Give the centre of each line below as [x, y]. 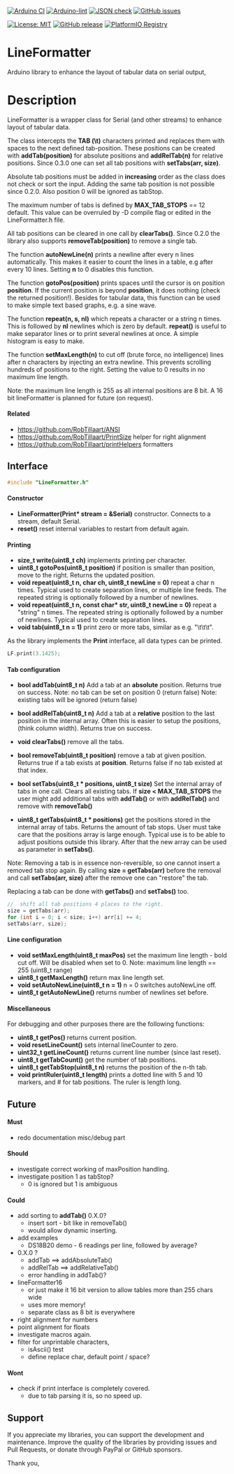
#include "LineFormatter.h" [48, 482]
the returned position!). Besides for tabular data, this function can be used [114, 297]
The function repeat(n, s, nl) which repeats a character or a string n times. [115, 318]
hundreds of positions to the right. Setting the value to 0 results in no [106, 369]
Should [18, 1153]
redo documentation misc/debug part [71, 1137]
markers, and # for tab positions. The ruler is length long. [99, 1082]
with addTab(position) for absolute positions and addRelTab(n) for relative [115, 155]
